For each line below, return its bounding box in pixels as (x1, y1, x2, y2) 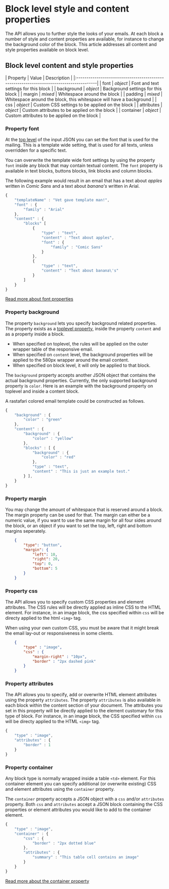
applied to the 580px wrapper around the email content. (12, 357, 130, 363)
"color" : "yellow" (32, 436, 73, 441)
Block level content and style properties (5, 61, 134, 70)
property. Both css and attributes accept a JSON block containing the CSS (5, 801, 163, 808)
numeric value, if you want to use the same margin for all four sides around (5, 517, 162, 523)
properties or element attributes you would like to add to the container (5, 807, 151, 813)
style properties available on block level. (5, 47, 90, 53)
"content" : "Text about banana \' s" (41, 268, 119, 273)
